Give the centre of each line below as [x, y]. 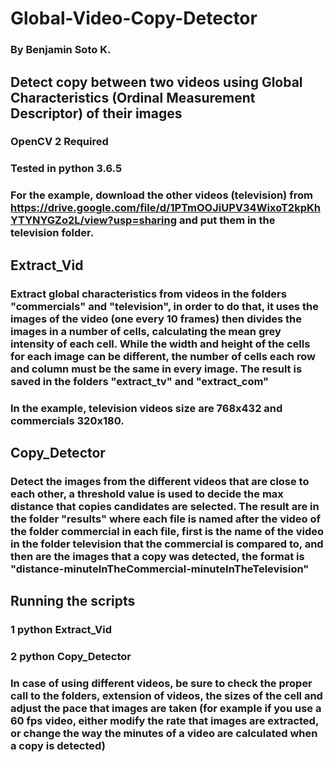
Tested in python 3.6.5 [66, 169]
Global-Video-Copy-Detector [134, 18]
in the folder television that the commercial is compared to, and [167, 544]
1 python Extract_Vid [61, 630]
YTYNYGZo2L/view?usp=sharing [94, 220]
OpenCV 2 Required [59, 142]
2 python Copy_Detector [71, 657]
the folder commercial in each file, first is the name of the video [167, 531]
